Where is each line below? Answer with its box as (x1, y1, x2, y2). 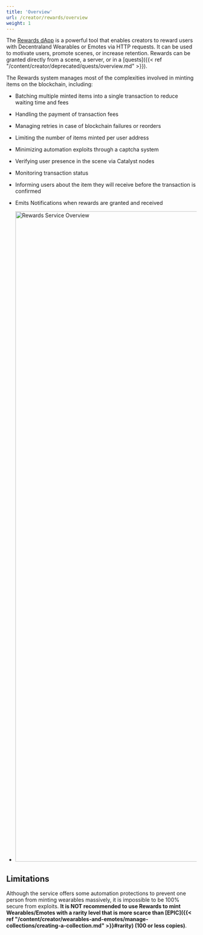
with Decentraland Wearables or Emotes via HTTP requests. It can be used (6, 43, 193, 50)
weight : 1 (6, 20, 31, 26)
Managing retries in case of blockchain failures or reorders (14, 122, 161, 130)
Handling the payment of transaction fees (14, 110, 119, 118)
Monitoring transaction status (14, 169, 89, 176)
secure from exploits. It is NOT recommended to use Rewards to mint (6, 903, 181, 910)
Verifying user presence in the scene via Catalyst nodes (14, 158, 155, 165)
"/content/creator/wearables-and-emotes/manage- (14, 916, 149, 923)
